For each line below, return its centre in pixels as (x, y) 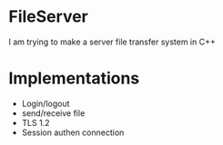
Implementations (74, 78)
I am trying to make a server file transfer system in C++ (112, 42)
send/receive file (53, 113)
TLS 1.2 (35, 122)
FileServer (48, 17)
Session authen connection (73, 132)
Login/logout (46, 103)
